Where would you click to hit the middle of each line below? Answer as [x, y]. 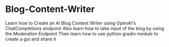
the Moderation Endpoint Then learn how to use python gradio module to [82, 33]
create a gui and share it [31, 39]
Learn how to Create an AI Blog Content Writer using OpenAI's [71, 23]
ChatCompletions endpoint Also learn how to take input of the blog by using [85, 28]
